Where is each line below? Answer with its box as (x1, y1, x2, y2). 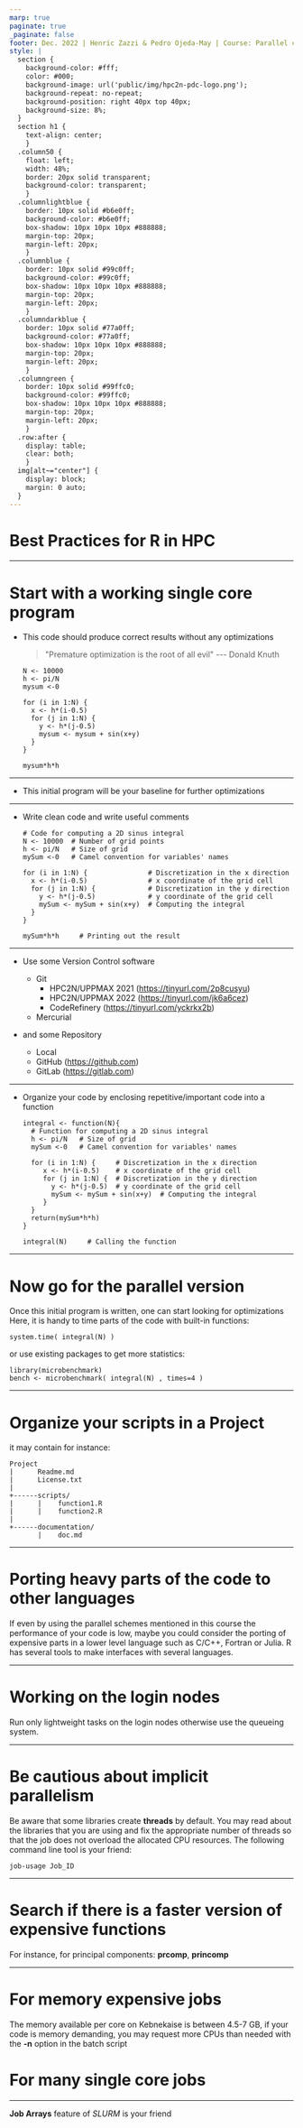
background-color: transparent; (25, 181, 147, 190)
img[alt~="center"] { (17, 467, 99, 476)
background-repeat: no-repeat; (25, 88, 143, 97)
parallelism (9, 1786, 95, 1806)
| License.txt (9, 1476, 83, 1485)
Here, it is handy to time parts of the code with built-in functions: (9, 1315, 250, 1327)
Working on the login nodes (9, 1687, 221, 1707)
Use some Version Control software (22, 956, 155, 967)
